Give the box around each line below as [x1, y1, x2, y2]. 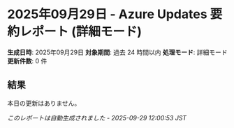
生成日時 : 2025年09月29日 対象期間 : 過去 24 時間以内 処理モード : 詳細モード [7, 48, 228, 56]
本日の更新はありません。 [7, 99, 81, 107]
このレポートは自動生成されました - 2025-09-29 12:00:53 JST [7, 113, 187, 122]
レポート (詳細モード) [20, 24, 142, 40]
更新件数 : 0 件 [7, 56, 47, 65]
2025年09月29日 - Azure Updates [7, 6, 207, 22]
